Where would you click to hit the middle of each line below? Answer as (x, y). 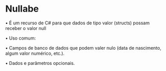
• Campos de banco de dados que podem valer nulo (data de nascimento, (84, 48)
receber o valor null (26, 28)
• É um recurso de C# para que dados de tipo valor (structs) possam (77, 23)
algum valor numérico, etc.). (35, 53)
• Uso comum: (21, 38)
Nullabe (22, 9)
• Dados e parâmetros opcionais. (40, 63)
